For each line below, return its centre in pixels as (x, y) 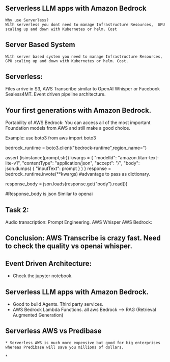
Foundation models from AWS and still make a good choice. (68, 128)
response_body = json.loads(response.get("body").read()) (66, 184)
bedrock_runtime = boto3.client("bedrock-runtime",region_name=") (76, 148)
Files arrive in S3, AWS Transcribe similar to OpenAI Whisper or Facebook (83, 89)
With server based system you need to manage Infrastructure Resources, (84, 56)
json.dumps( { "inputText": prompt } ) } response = (58, 168)
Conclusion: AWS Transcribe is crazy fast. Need (83, 238)
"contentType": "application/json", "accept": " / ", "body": (81, 163)
